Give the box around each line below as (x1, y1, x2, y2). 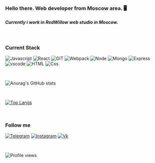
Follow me (5, 122, 31, 129)
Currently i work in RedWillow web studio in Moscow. (5, 19, 119, 25)
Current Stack (5, 44, 40, 51)
